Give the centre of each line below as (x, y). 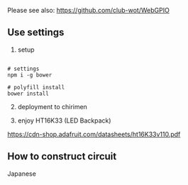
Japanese (22, 174)
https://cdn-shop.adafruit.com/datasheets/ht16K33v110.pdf (94, 134)
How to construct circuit (62, 156)
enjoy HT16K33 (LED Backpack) (64, 120)
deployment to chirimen (52, 106)
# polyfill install (36, 87)
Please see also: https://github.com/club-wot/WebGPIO (89, 10)
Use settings (36, 32)
